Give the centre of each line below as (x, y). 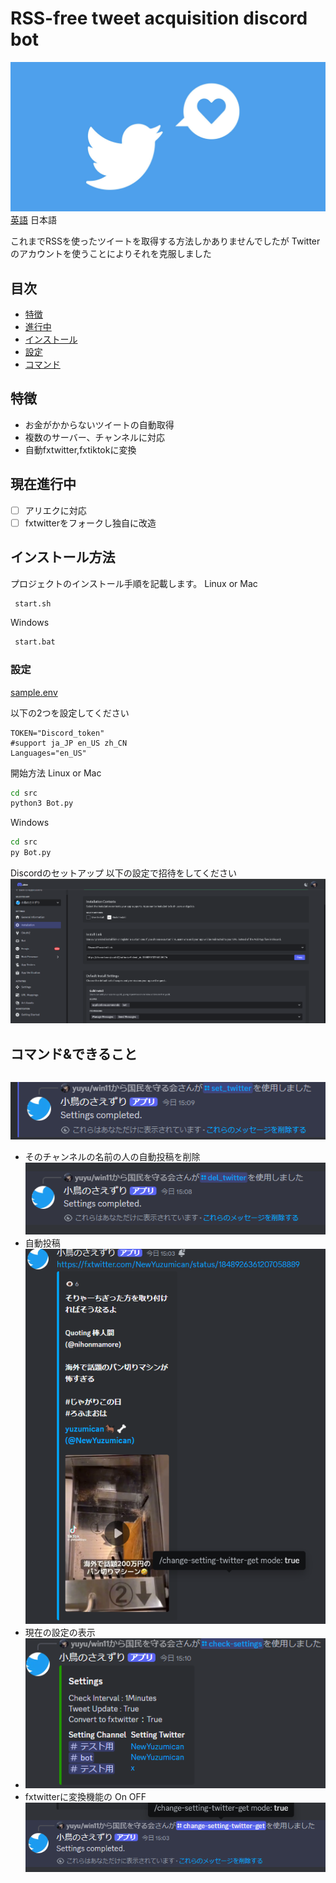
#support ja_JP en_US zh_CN (69, 743)
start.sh (33, 603)
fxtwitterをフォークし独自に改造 (90, 523)
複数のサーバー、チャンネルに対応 (95, 437)
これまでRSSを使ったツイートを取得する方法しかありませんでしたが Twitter (165, 241)
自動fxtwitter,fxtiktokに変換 (80, 449)
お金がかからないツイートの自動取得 (99, 424)
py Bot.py (31, 853)
